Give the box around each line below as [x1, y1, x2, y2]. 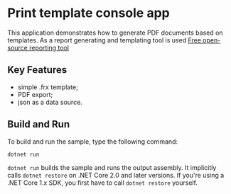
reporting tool [29, 43, 70, 52]
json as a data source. [17, 98, 83, 106]
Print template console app [7, 5, 170, 21]
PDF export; [17, 90, 53, 98]
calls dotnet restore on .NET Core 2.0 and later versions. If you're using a [7, 171, 225, 179]
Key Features [7, 64, 68, 76]
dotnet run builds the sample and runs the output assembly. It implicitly [7, 163, 217, 171]
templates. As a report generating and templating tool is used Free [7, 35, 201, 44]
